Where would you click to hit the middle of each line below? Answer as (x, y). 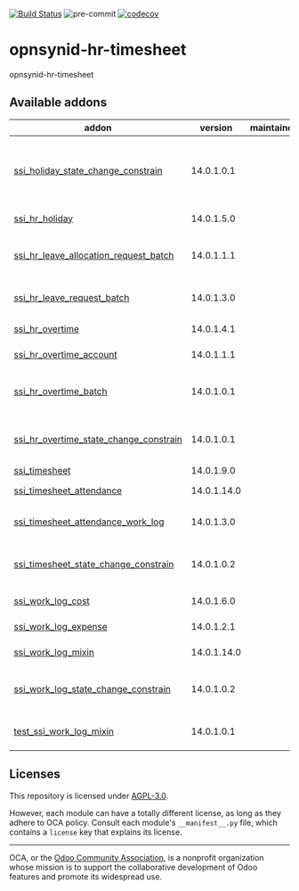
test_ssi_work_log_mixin (64, 731)
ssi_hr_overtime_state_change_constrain (98, 439)
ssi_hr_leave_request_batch (72, 297)
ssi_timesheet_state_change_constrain (94, 564)
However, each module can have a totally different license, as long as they (145, 813)
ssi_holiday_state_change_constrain (88, 170)
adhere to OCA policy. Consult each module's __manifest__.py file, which (143, 822)
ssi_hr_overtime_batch (61, 391)
